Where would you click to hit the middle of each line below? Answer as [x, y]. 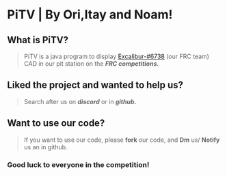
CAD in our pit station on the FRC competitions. [91, 64]
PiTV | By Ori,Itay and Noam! [90, 15]
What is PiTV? [38, 40]
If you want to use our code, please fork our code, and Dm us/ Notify [122, 140]
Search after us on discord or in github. [80, 101]
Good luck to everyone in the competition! [78, 164]
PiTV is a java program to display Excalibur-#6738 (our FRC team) [117, 56]
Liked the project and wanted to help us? [95, 85]
